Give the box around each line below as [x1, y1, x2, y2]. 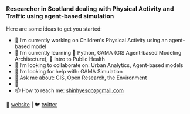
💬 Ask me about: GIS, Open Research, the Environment [14, 74, 147, 81]
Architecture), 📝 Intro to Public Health [14, 55, 106, 63]
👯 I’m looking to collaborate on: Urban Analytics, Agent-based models [14, 62, 184, 69]
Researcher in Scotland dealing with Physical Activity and [6, 5, 174, 13]
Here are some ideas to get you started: [6, 25, 103, 32]
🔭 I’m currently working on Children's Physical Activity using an [14, 37, 168, 44]
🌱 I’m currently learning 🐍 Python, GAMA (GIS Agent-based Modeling [14, 49, 182, 56]
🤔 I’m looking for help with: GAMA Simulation [14, 68, 123, 75]
